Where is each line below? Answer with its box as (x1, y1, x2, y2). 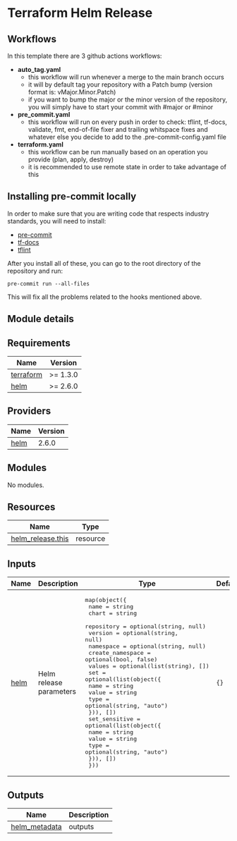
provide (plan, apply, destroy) (28, 155, 114, 164)
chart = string (87, 610, 138, 618)
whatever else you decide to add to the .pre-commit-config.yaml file (28, 133, 227, 141)
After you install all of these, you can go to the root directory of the (7, 259, 201, 267)
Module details (7, 313, 74, 325)
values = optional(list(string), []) (87, 663, 209, 670)
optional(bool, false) (85, 656, 158, 663)
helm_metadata (11, 822, 62, 832)
